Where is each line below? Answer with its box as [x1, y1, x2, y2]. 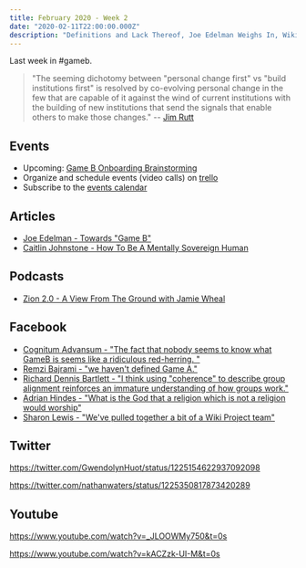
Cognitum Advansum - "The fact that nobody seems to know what [22, 343, 272, 354]
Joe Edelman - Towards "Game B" [22, 233, 152, 243]
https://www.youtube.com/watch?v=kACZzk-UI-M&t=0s [9, 549, 220, 560]
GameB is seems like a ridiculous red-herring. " [22, 353, 200, 364]
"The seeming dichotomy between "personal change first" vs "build [31, 73, 287, 84]
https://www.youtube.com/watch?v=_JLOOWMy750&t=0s [9, 531, 228, 542]
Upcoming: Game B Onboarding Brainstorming [22, 163, 198, 174]
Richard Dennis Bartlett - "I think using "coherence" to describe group [22, 373, 286, 384]
